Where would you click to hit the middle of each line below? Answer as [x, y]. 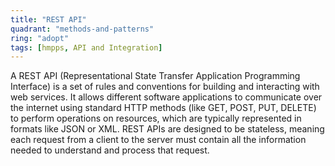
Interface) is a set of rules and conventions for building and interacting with [165, 87]
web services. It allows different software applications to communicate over [166, 97]
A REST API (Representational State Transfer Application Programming [155, 76]
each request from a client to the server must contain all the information [158, 140]
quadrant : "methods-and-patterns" [82, 29]
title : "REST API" [48, 19]
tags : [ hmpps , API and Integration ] [86, 47]
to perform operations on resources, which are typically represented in [156, 118]
